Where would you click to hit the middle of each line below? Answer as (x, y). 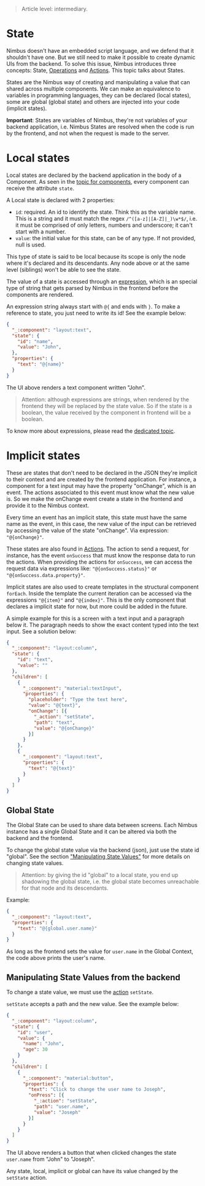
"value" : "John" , (40, 347)
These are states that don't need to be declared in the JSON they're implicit (102, 473)
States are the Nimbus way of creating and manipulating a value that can (98, 82)
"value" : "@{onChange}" (64, 728)
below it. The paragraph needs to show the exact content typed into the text (102, 625)
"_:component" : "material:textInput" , (72, 688)
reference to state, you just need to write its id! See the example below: (96, 313)
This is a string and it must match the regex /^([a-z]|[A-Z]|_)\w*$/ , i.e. (106, 218)
